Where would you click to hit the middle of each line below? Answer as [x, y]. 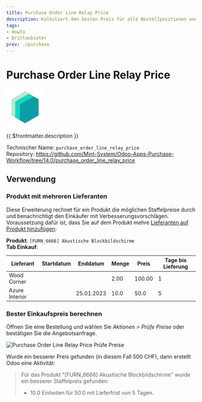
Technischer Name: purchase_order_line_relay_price [73, 147]
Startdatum [56, 263]
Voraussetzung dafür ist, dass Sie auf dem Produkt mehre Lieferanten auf [97, 222]
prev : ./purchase [28, 45]
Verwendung [31, 179]
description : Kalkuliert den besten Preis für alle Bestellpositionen [96, 19]
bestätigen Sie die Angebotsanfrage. [52, 333]
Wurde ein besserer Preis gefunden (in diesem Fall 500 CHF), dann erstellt [99, 357]
